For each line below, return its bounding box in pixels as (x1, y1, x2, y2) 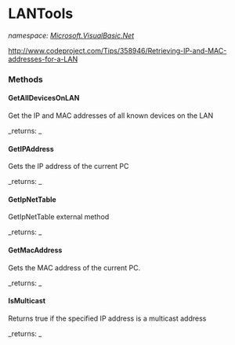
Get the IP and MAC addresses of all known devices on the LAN (8, 111, 214, 120)
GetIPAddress (8, 144, 55, 153)
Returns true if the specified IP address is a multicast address (8, 314, 207, 323)
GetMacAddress (8, 245, 63, 255)
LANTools (8, 5, 74, 23)
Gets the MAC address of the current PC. (8, 262, 141, 272)
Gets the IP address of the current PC (8, 162, 129, 171)
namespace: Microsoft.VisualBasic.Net (8, 31, 135, 40)
